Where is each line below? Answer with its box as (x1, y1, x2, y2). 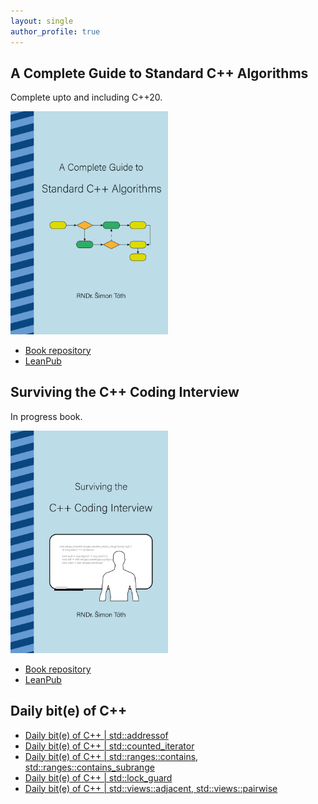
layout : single (10, 16, 74, 26)
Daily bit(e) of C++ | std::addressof (24, 729, 169, 741)
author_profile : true (10, 26, 101, 37)
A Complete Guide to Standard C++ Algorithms (10, 65, 309, 82)
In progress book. (10, 410, 83, 422)
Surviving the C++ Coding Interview (10, 384, 240, 401)
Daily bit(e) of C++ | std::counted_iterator (24, 740, 195, 752)
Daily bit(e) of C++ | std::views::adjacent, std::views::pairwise (24, 782, 278, 794)
